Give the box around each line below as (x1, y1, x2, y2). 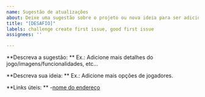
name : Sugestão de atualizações (6, 9, 88, 15)
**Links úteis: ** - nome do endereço (6, 84, 101, 92)
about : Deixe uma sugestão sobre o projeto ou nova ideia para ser (6, 15, 182, 21)
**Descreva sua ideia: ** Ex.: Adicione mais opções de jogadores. (6, 72, 174, 79)
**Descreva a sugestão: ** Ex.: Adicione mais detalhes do (6, 54, 154, 61)
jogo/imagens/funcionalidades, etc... (6, 60, 99, 68)
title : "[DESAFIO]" (6, 20, 56, 26)
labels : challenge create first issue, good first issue (6, 26, 154, 32)
